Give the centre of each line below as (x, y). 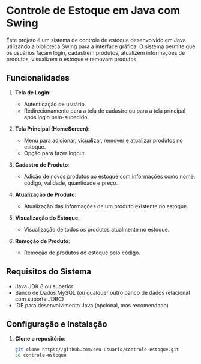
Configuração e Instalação (57, 324)
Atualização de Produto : (46, 194)
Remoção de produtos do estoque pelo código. (82, 253)
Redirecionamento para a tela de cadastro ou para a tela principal (105, 110)
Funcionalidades (38, 78)
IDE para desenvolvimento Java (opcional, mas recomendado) (92, 305)
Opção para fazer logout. (55, 153)
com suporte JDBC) (39, 299)
